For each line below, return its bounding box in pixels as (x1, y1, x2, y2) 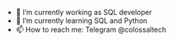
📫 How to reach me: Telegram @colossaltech (15, 25, 167, 34)
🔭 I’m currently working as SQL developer (15, 8, 153, 17)
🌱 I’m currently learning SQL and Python (15, 16, 148, 25)
